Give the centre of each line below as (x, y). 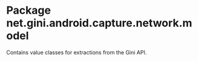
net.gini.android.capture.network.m (99, 23)
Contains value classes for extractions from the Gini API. (77, 52)
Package (29, 10)
